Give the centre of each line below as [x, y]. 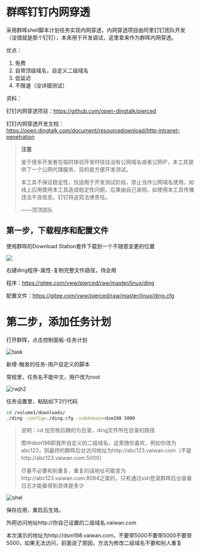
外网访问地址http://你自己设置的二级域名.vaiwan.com [71, 523]
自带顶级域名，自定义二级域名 [51, 70]
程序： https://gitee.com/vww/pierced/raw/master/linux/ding [80, 283]
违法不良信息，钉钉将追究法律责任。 [66, 197]
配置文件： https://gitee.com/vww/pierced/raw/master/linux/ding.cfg [90, 295]
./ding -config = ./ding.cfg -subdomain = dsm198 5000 [71, 418]
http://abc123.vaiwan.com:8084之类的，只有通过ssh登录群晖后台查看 [107, 478]
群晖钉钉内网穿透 [49, 12]
